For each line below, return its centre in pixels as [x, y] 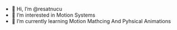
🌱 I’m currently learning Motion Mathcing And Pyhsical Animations [91, 21]
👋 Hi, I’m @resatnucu [37, 9]
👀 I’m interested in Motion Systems [53, 15]
